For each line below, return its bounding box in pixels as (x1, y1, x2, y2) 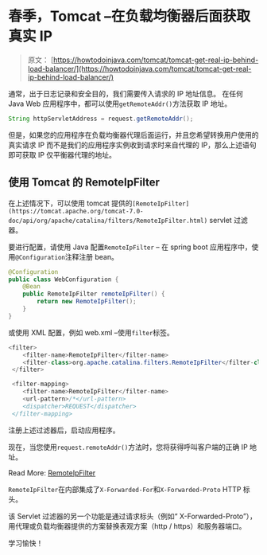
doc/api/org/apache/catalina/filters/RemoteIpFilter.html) (8, 217, 208, 225)
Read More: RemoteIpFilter (8, 467, 96, 478)
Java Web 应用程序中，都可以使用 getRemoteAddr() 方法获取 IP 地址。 (8, 99, 232, 108)
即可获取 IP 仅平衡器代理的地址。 (8, 150, 117, 159)
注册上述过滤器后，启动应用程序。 (8, 425, 120, 435)
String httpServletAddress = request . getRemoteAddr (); (8, 115, 194, 123)
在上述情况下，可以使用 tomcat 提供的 (8, 198, 133, 208)
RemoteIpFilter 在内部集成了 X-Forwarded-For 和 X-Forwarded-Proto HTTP (8, 484, 242, 494)
